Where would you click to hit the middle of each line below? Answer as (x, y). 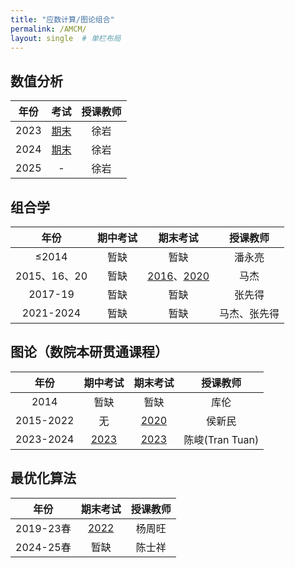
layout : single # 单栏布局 (66, 38)
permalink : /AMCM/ (48, 29)
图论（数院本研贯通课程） (89, 352)
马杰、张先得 (249, 313)
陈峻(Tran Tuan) (221, 439)
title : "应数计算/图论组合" (62, 19)
